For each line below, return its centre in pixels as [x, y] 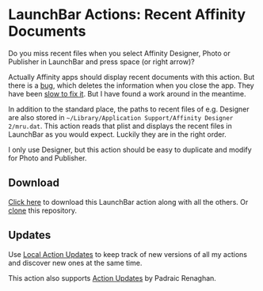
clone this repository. [43, 210]
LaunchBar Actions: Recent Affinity [127, 15]
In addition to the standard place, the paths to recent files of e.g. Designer [129, 109]
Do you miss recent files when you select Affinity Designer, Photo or [120, 53]
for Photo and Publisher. [48, 158]
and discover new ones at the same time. [75, 263]
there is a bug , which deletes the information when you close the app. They [131, 85]
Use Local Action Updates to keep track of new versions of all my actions [128, 254]
